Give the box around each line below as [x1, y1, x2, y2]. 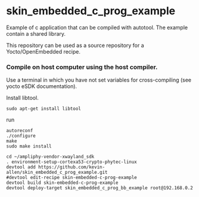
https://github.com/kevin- [38, 164, 105, 170]
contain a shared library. [6, 30, 66, 37]
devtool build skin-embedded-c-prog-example [6, 180, 119, 186]
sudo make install [6, 143, 52, 149]
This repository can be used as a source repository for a [6, 42, 144, 49]
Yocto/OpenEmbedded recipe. [6, 48, 81, 55]
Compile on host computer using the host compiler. [6, 62, 158, 71]
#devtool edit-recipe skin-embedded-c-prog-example [6, 174, 137, 181]
